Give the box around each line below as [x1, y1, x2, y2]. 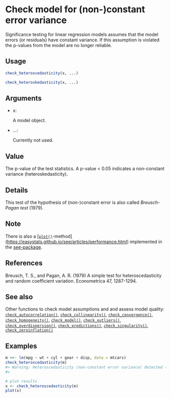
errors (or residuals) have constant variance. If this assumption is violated [5, 37, 160, 43]
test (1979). [20, 204, 44, 210]
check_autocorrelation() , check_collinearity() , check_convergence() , [5, 312, 153, 318]
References [5, 259, 43, 268]
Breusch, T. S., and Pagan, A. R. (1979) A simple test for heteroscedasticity [5, 272, 162, 278]
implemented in [129, 239, 162, 245]
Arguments [5, 93, 42, 103]
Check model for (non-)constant [5, 4, 146, 15]
